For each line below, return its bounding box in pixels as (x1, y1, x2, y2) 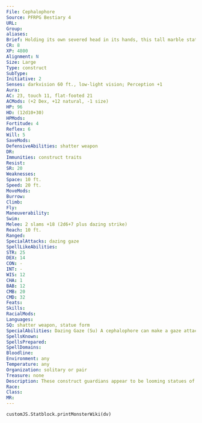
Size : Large (6, 59, 36, 65)
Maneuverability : (6, 210, 50, 217)
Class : (6, 389, 23, 395)
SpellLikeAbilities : (6, 244, 58, 250)
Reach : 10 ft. (6, 227, 42, 233)
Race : (6, 383, 20, 390)
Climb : (6, 199, 23, 205)
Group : (6, 25, 23, 32)
